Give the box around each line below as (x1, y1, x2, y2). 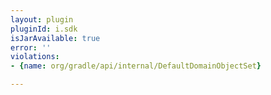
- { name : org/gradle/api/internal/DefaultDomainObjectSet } (10, 61, 262, 71)
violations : (10, 52, 60, 62)
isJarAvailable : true (10, 33, 101, 43)
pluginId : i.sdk (10, 24, 78, 34)
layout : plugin (10, 14, 74, 25)
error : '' (10, 42, 52, 53)
